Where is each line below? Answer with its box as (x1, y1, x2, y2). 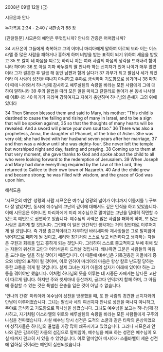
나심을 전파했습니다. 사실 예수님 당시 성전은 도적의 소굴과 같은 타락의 (5, 317, 135, 323)
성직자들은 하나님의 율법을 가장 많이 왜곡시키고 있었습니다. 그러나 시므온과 (10, 323, 151, 329)
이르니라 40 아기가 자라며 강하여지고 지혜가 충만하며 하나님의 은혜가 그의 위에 (10, 94, 157, 100)
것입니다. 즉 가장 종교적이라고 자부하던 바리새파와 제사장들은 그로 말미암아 (15, 228, 156, 233)
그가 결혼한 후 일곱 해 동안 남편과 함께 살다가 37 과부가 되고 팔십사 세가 (14, 70, 148, 75)
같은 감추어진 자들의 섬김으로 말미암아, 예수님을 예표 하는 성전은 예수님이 (14, 330, 152, 335)
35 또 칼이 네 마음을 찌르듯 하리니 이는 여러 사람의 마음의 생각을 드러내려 (10, 58, 147, 63)
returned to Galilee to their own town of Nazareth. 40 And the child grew (5, 167, 150, 173)
